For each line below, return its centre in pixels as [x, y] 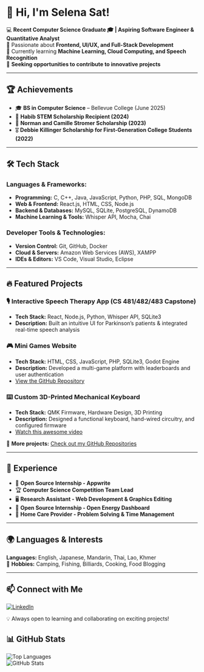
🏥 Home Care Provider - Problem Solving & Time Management [95, 514]
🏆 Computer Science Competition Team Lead [74, 490]
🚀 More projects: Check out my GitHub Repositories [72, 444]
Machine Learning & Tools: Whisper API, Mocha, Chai [83, 217]
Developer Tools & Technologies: [56, 233]
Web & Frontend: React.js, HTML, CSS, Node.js [74, 204]
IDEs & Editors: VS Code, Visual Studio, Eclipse [74, 259]
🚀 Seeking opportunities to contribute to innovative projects [83, 64]
